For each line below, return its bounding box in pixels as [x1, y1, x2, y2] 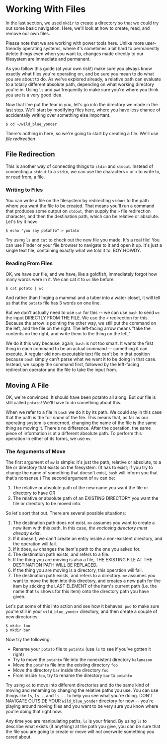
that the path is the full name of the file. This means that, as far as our [5, 415, 149, 421]
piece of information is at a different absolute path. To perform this [5, 431, 142, 437]
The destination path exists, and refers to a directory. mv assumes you [12, 573, 156, 579]
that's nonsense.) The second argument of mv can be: [5, 475, 116, 481]
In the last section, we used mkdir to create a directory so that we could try [5, 20, 159, 26]
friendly [5, 45, 22, 51]
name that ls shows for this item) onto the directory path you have [12, 589, 149, 595]
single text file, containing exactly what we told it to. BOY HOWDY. [5, 247, 141, 254]
